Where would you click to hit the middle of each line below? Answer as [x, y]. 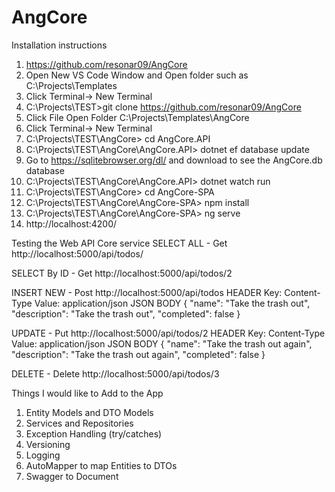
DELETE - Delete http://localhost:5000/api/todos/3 [115, 373]
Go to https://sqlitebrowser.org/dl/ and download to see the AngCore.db [174, 160]
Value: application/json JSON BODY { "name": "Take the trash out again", [162, 343]
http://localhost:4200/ [71, 223]
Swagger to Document [72, 476]
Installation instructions [59, 45]
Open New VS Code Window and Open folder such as [137, 75]
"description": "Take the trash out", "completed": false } [126, 313]
